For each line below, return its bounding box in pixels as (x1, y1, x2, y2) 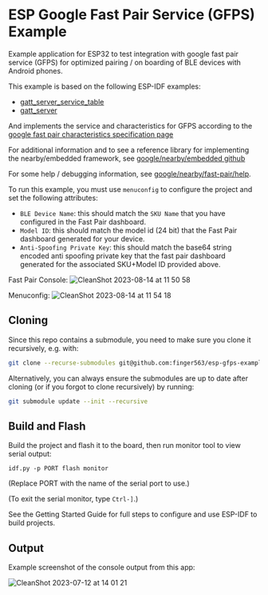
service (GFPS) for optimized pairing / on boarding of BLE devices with (8, 58, 242, 67)
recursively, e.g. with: (8, 343, 79, 353)
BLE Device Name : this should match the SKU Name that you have (19, 208, 226, 218)
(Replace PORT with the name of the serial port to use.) (8, 478, 190, 489)
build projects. (8, 518, 56, 528)
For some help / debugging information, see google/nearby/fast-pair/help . (8, 169, 251, 178)
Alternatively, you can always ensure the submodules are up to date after (8, 373, 249, 383)
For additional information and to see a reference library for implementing (8, 145, 250, 154)
